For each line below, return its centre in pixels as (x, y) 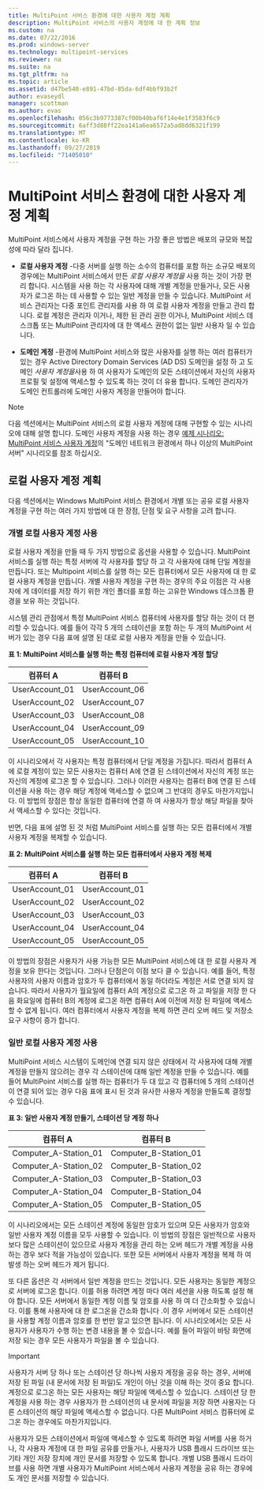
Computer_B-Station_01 (156, 1153)
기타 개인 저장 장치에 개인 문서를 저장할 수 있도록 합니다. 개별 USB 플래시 (120, 1458)
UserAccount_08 (113, 715)
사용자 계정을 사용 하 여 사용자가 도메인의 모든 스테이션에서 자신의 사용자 (145, 372)
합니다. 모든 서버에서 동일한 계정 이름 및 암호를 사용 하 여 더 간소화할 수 (125, 1301)
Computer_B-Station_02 (156, 1166)
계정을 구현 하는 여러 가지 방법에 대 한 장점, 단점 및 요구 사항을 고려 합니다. (122, 511)
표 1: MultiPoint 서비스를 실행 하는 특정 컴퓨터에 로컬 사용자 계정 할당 (113, 654)
